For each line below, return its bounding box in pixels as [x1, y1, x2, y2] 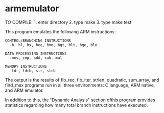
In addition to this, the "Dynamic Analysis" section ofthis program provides [5, 97, 156, 103]
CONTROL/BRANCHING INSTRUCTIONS [5, 38, 71, 43]
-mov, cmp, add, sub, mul [9, 55, 63, 60]
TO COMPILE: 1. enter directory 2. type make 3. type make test [5, 19, 132, 25]
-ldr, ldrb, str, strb [9, 68, 56, 73]
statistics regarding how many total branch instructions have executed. [5, 102, 148, 108]
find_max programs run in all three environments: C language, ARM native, [5, 82, 155, 88]
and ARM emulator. [5, 87, 44, 93]
